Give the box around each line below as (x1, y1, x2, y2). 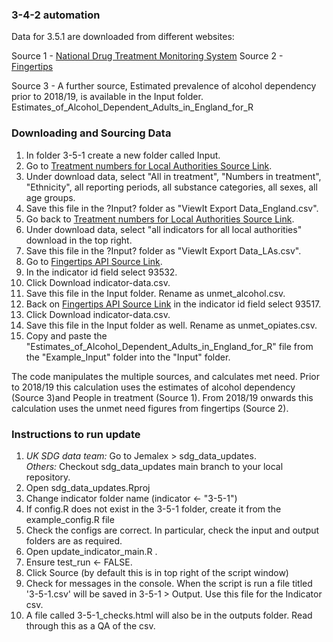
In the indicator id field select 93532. (25, 266, 178, 278)
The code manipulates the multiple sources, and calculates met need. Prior (11, 370, 321, 382)
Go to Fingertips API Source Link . (25, 255, 163, 267)
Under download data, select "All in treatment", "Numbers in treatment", (25, 170, 322, 182)
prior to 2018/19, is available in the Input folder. (11, 91, 204, 103)
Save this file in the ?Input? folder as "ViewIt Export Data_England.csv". (25, 202, 319, 214)
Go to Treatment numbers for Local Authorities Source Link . (25, 159, 273, 172)
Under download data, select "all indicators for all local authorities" (25, 223, 303, 235)
